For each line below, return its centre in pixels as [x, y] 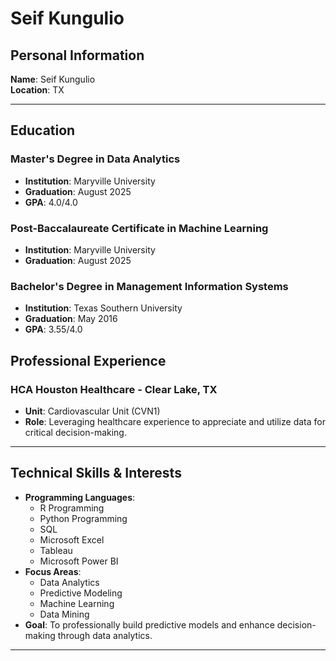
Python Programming [83, 518]
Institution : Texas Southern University [103, 308]
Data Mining [64, 614]
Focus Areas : [53, 571]
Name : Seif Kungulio [53, 79]
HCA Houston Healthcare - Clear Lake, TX [114, 389]
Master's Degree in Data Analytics [95, 159]
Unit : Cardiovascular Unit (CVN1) [92, 411]
